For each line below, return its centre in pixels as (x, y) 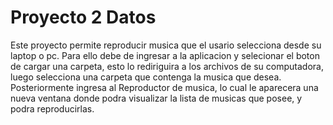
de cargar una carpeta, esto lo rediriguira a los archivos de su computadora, (167, 66)
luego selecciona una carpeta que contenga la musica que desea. (146, 77)
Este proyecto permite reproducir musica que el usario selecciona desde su (166, 45)
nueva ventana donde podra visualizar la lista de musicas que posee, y (156, 98)
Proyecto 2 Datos (83, 17)
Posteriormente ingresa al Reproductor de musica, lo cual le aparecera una (164, 87)
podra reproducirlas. (52, 108)
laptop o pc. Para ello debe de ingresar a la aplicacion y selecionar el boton (165, 55)
